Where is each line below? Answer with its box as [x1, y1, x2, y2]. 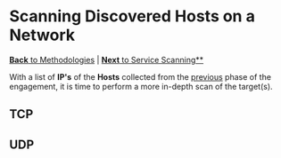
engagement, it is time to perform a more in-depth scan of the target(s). [9, 81, 274, 91]
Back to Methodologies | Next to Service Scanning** [9, 54, 204, 65]
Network [9, 25, 76, 45]
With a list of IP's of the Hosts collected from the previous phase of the [9, 71, 272, 82]
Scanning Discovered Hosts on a [9, 6, 256, 27]
